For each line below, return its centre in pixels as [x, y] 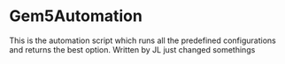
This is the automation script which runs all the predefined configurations [142, 40]
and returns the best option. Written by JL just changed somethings [132, 49]
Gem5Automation [76, 16]
